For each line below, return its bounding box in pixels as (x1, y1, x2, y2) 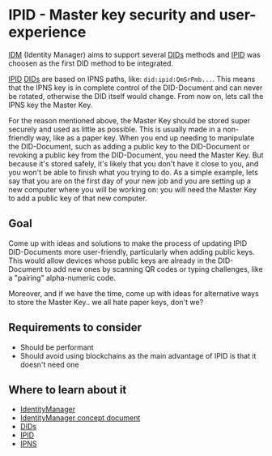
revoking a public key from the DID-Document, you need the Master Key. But (8, 150, 264, 160)
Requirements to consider (8, 320, 142, 334)
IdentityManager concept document (19, 413, 141, 423)
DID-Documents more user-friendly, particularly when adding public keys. (8, 247, 255, 256)
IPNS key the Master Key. (8, 100, 93, 110)
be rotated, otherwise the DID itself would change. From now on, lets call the (8, 91, 264, 101)
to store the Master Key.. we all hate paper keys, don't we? (8, 297, 204, 307)
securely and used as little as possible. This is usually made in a (8, 124, 221, 134)
